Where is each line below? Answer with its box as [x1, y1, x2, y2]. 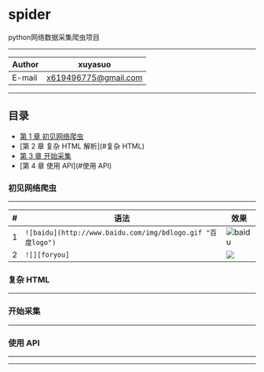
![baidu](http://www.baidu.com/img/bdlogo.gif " [24, 228, 211, 237]
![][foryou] [24, 250, 70, 260]
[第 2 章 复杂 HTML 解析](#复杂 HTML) [19, 141, 145, 151]
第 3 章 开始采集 [19, 151, 72, 160]
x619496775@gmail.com [46, 72, 143, 83]
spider [8, 5, 51, 24]
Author [12, 59, 39, 70]
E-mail [12, 72, 38, 83]
